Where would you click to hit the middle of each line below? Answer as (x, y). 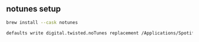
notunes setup (33, 9)
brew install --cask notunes (42, 22)
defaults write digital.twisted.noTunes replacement (73, 33)
